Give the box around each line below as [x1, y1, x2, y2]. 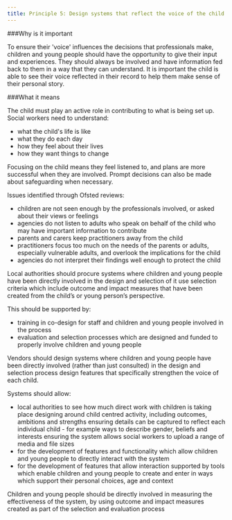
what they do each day [17, 135, 83, 143]
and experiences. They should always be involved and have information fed [7, 57, 223, 66]
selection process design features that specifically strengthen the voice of [7, 368, 220, 376]
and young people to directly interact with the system [17, 454, 170, 462]
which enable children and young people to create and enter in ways [17, 469, 213, 477]
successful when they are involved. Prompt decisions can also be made [7, 170, 212, 178]
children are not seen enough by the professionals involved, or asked [17, 204, 215, 212]
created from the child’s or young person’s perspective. [7, 291, 165, 300]
